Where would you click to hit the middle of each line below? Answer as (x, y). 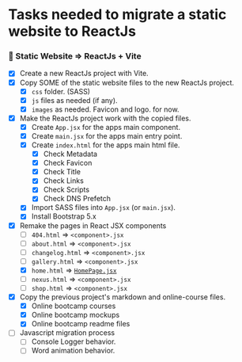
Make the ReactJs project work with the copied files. (105, 118)
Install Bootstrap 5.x (64, 216)
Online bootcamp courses (74, 306)
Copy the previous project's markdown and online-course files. (123, 297)
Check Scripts (66, 190)
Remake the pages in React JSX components (93, 225)
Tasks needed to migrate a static (117, 15)
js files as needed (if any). (74, 100)
